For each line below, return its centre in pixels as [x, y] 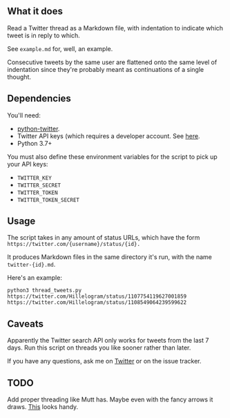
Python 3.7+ [35, 143]
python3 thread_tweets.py [44, 291]
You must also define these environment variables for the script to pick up [112, 156]
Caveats [25, 324]
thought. [19, 77]
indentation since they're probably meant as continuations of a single [106, 69]
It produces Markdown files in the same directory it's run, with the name [109, 257]
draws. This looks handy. [43, 407]
